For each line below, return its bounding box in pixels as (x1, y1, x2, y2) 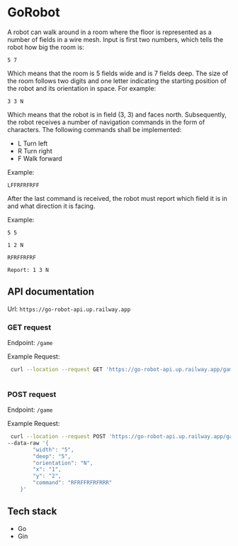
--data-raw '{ (7, 439, 50, 447)
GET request (7, 322, 52, 332)
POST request (7, 389, 57, 399)
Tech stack (7, 506, 57, 518)
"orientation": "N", (33, 459, 93, 466)
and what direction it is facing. (7, 202, 96, 210)
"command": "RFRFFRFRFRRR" (33, 479, 113, 486)
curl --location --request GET (10, 366, 103, 373)
